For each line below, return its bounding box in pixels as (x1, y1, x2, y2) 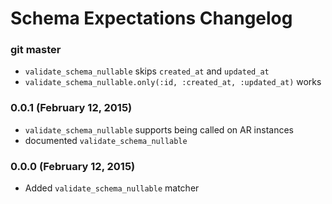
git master (10, 43, 62, 57)
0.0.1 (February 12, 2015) (10, 101, 133, 115)
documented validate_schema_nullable (24, 134, 188, 146)
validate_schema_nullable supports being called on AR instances (24, 123, 294, 136)
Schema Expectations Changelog (10, 7, 293, 30)
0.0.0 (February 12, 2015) (10, 159, 136, 173)
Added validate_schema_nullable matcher (24, 182, 200, 194)
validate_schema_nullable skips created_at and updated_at (24, 65, 270, 77)
